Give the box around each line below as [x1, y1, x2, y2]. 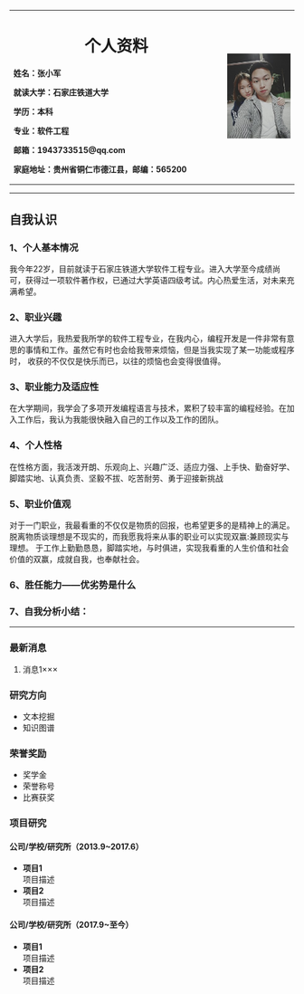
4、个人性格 [9, 439, 62, 452]
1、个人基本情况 [9, 241, 79, 253]
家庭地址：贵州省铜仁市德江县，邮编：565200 [13, 164, 187, 175]
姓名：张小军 [13, 67, 62, 78]
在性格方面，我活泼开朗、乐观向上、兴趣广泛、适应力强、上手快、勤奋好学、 [9, 461, 295, 472]
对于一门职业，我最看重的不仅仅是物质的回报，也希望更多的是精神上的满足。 [9, 520, 295, 530]
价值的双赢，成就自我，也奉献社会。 [9, 554, 145, 565]
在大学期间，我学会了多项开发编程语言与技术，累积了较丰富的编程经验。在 [9, 403, 287, 414]
